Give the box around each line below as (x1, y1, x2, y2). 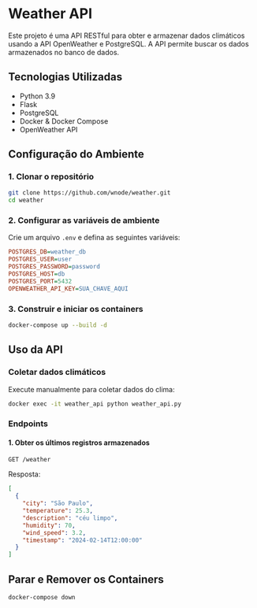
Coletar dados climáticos (8, 367, 106, 378)
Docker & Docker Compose (19, 116, 109, 126)
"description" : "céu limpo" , (22, 513, 118, 522)
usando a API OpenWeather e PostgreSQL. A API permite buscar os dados (8, 39, 250, 48)
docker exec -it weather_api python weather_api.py (8, 399, 181, 408)
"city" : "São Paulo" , (22, 499, 93, 508)
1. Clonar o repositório (8, 171, 95, 182)
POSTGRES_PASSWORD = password (8, 263, 101, 271)
